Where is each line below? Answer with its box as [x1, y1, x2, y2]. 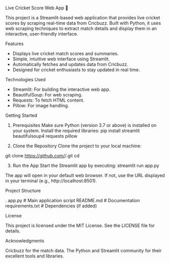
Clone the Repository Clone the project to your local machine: [12, 143, 142, 149]
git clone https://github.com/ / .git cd [5, 153, 80, 158]
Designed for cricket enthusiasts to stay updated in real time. [12, 67, 141, 73]
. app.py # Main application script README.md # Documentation [5, 198, 141, 203]
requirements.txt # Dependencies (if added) [5, 203, 97, 209]
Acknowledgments [5, 238, 45, 244]
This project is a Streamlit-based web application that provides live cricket [5, 15, 160, 20]
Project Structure [5, 188, 41, 193]
